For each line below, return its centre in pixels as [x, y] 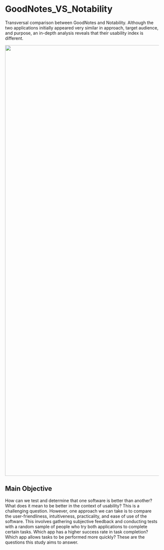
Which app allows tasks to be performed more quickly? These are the [75, 537]
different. [14, 38]
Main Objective [29, 489]
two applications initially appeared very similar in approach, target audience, [82, 27]
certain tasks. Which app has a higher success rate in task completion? [77, 532]
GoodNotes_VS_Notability [59, 9]
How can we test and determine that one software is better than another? [79, 500]
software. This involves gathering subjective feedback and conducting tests [81, 521]
